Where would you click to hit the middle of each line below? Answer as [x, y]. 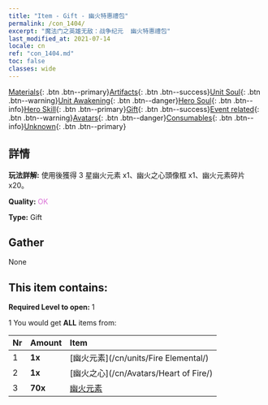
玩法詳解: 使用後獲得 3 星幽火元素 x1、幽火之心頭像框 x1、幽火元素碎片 [127, 174]
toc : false [27, 62]
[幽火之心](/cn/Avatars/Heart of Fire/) [141, 373]
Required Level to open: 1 [52, 307]
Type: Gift [25, 217]
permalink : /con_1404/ [47, 24]
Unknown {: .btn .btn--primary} [75, 126]
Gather [26, 242]
